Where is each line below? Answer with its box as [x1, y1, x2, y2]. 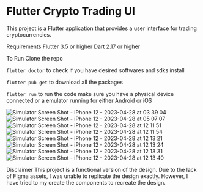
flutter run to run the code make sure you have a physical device [6, 90, 174, 97]
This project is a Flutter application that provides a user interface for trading [6, 24, 197, 32]
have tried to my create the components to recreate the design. [6, 179, 166, 186]
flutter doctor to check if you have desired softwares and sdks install [6, 66, 185, 74]
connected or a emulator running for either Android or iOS [6, 97, 152, 104]
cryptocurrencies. [6, 31, 51, 38]
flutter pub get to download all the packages [6, 78, 124, 86]
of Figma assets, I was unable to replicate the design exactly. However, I [6, 172, 188, 180]
